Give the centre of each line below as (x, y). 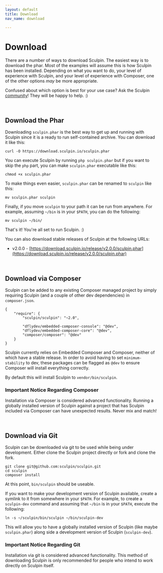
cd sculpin (16, 471)
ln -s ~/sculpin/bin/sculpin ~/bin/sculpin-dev (54, 518)
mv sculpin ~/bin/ (24, 221)
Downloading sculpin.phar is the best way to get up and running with (75, 132)
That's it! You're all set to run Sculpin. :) (45, 230)
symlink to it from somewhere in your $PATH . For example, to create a (74, 499)
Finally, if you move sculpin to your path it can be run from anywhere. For (79, 207)
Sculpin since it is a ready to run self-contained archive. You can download (80, 137)
